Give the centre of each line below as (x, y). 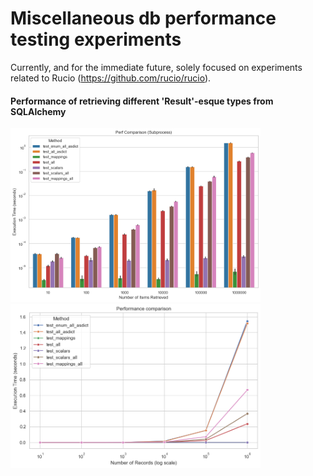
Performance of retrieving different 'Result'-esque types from (142, 101)
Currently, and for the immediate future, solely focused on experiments (156, 67)
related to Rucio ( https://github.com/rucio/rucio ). (111, 78)
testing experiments (96, 39)
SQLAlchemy (38, 111)
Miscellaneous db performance (143, 18)
